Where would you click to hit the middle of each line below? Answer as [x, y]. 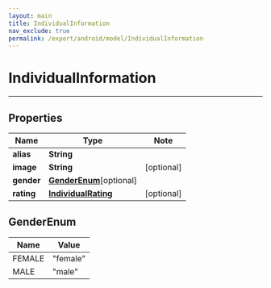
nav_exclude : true [39, 31]
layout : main [30, 16]
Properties [35, 118]
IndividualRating [80, 193]
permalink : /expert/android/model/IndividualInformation [106, 38]
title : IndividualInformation [59, 23]
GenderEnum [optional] [92, 180]
